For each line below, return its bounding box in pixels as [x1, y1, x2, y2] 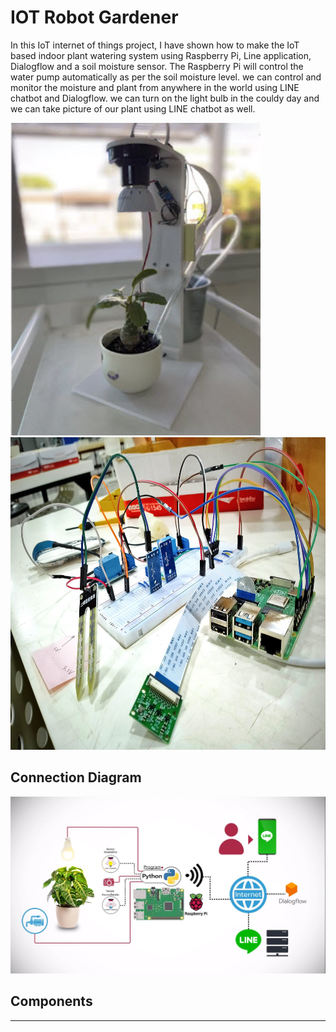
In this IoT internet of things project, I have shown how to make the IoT [10, 39, 300, 51]
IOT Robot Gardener [10, 6, 179, 29]
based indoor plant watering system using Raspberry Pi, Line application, [10, 49, 312, 61]
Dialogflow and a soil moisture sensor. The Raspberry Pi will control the [10, 60, 304, 72]
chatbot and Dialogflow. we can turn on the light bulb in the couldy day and [10, 92, 320, 104]
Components [10, 993, 93, 1010]
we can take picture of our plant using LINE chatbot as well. [10, 102, 256, 115]
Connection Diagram [10, 769, 142, 786]
